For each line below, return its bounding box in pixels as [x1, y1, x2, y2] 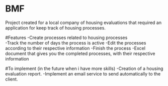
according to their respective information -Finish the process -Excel [5, 45, 146, 51]
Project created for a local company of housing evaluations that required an [5, 19, 162, 25]
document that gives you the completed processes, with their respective [5, 50, 155, 56]
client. [5, 76, 18, 82]
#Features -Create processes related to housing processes [5, 34, 128, 40]
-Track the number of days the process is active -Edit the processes [5, 39, 146, 45]
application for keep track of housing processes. [5, 24, 106, 30]
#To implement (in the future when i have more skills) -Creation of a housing [5, 65, 163, 71]
